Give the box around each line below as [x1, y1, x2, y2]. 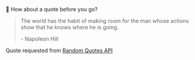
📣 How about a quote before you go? [5, 6, 98, 13]
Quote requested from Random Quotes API [5, 47, 113, 54]
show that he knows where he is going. [20, 24, 119, 31]
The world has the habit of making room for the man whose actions [20, 17, 189, 24]
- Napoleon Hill [20, 35, 59, 42]
